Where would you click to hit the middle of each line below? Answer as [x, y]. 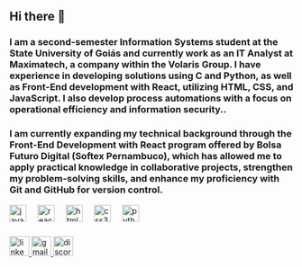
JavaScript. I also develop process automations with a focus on [151, 98]
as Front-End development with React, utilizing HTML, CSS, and [151, 87]
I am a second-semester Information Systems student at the [144, 42]
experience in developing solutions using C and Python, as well [151, 76]
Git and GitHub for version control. [87, 190]
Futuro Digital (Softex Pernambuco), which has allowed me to [146, 156]
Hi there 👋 [37, 17]
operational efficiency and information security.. [118, 110]
